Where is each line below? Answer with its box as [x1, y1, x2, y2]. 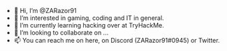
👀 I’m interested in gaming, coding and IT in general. [13, 14, 164, 22]
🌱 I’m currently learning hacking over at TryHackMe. [13, 21, 164, 29]
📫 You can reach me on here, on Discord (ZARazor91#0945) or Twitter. [13, 37, 220, 44]
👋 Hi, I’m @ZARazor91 [13, 7, 77, 14]
